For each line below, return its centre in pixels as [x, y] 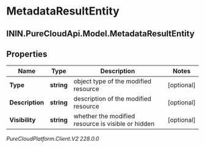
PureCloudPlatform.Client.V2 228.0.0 [53, 139]
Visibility [23, 120]
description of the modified [112, 99]
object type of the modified [112, 81]
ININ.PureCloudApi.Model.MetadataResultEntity [101, 34]
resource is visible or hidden [114, 124]
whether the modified [104, 116]
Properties [27, 54]
